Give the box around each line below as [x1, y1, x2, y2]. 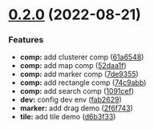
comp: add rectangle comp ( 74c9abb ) [19, 78, 147, 87]
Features [8, 34, 44, 46]
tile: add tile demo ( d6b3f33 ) [19, 112, 116, 122]
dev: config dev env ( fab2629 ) [19, 95, 122, 105]
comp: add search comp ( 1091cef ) [19, 87, 135, 96]
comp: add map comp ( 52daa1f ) [19, 61, 127, 71]
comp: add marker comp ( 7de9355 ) [19, 70, 139, 79]
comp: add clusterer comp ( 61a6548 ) [19, 52, 144, 62]
